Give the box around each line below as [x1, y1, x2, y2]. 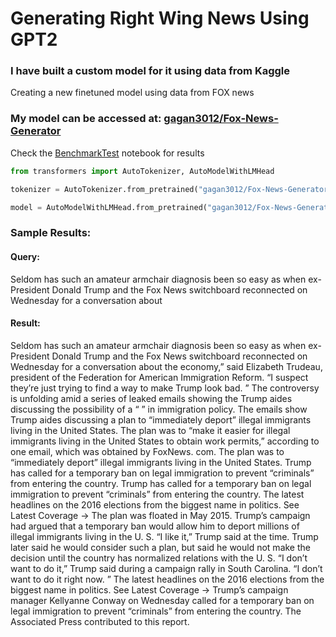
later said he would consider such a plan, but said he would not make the [10, 541, 311, 553]
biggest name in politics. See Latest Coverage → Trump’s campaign [10, 583, 289, 596]
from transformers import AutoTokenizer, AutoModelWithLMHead [10, 166, 275, 176]
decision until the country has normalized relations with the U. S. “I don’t [10, 552, 308, 564]
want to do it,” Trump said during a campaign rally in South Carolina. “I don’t [10, 562, 323, 574]
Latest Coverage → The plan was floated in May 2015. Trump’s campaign [10, 509, 311, 521]
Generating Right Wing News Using [10, 7, 310, 30]
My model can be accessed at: [10, 112, 162, 126]
